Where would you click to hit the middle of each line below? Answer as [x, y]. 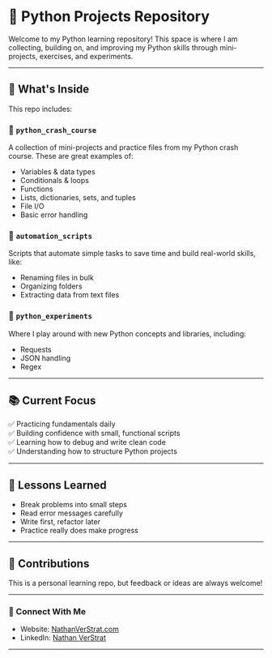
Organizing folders [51, 286]
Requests [36, 349]
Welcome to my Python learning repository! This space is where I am [123, 39]
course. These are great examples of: [71, 156]
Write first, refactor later [60, 522]
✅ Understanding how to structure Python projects [93, 451]
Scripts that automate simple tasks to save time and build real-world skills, [132, 254]
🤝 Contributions [49, 564]
